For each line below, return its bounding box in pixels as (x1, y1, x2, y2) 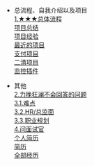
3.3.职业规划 (13, 117, 50, 124)
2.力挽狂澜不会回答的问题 (13, 90, 87, 99)
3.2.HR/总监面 (13, 108, 54, 116)
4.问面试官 (13, 125, 45, 133)
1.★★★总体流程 (13, 15, 63, 23)
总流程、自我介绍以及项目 (13, 6, 88, 14)
